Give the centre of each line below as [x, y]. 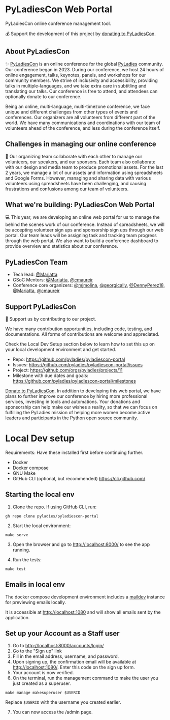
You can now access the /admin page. [53, 712]
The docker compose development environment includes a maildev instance [85, 597]
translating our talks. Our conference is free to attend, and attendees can [81, 91]
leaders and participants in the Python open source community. [72, 418]
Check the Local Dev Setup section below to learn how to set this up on [80, 344]
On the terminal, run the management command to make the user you [86, 678]
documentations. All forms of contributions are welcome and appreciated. [82, 334]
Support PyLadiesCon [41, 307]
